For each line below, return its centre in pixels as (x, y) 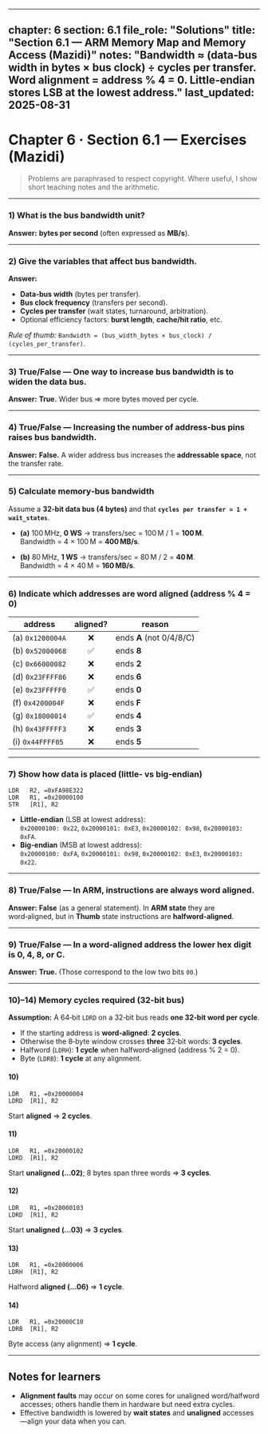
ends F (128, 703)
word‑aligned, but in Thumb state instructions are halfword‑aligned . (121, 916)
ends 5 (128, 742)
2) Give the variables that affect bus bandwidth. (103, 261)
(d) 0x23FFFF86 (39, 677)
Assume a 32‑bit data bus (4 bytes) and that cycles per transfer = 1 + (128, 509)
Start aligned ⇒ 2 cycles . (50, 1116)
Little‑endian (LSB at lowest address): (83, 820)
